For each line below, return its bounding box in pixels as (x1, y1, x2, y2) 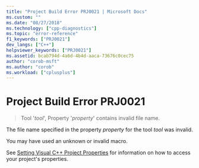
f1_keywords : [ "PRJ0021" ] (6, 36, 70, 42)
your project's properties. (6, 156, 68, 163)
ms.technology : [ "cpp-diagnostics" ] (6, 25, 97, 31)
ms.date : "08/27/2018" (6, 20, 62, 26)
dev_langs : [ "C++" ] (6, 42, 55, 48)
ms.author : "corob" (6, 64, 55, 70)
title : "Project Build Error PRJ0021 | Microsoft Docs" (6, 8, 147, 15)
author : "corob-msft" (6, 58, 60, 64)
